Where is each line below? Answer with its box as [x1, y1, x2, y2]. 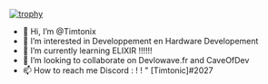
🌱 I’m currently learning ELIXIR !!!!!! [22, 45, 153, 56]
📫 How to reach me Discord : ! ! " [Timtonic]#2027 [22, 65, 213, 76]
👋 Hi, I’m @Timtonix [22, 26, 97, 36]
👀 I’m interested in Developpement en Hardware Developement [22, 36, 259, 46]
